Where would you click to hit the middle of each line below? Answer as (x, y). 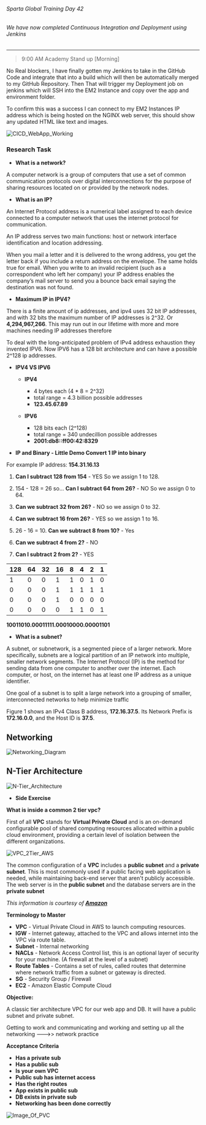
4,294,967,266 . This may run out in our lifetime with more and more (93, 324)
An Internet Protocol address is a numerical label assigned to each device (99, 212)
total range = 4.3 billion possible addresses (88, 398)
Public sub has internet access (55, 1077)
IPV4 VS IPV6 (33, 367)
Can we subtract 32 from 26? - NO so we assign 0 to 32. (88, 507)
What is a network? (40, 163)
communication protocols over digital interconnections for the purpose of (99, 181)
